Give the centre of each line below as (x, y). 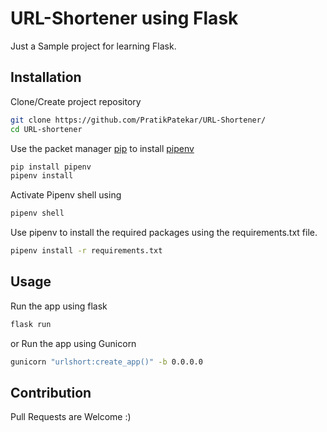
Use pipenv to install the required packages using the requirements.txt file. (164, 233)
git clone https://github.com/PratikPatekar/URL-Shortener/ (138, 120)
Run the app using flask (59, 306)
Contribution (51, 392)
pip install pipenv (51, 167)
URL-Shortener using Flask (124, 18)
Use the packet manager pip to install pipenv (102, 148)
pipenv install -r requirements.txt (86, 251)
